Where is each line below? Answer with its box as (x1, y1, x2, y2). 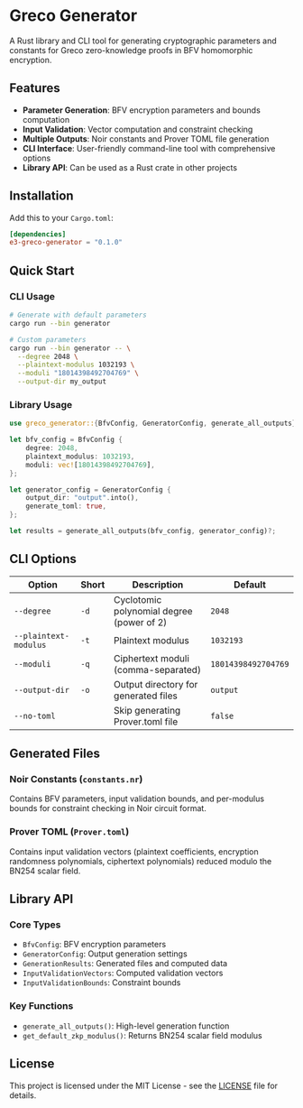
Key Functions (9, 1000, 74, 1012)
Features (9, 80, 60, 96)
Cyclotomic (114, 593, 162, 605)
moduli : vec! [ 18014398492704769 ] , (25, 460, 155, 469)
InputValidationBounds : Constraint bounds (22, 977, 181, 988)
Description (132, 578, 184, 591)
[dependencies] (9, 229, 67, 239)
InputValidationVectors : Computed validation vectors (22, 967, 224, 979)
